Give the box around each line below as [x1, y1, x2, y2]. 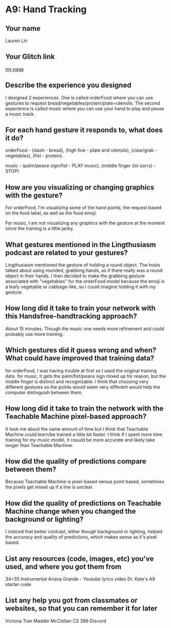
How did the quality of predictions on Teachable [5, 499, 161, 508]
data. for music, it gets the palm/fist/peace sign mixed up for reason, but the [5, 373, 166, 379]
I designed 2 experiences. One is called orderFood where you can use [5, 94, 154, 100]
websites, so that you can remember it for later [5, 604, 158, 613]
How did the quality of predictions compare [5, 457, 147, 465]
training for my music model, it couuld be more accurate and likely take [5, 437, 155, 443]
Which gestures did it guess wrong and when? [5, 346, 157, 355]
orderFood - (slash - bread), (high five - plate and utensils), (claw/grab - [5, 147, 158, 153]
